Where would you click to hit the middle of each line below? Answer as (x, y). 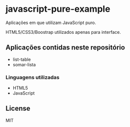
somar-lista (24, 64)
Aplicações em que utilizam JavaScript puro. (51, 23)
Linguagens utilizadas (32, 77)
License (18, 109)
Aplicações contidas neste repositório (65, 48)
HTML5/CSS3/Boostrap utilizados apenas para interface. (63, 32)
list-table (22, 59)
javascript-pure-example (58, 9)
